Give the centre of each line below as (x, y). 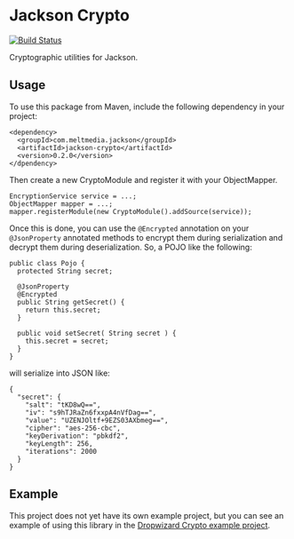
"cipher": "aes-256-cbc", (73, 428)
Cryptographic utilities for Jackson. (74, 57)
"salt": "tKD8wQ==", (63, 405)
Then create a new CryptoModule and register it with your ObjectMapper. (143, 179)
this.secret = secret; (67, 341)
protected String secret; (65, 271)
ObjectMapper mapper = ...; (61, 204)
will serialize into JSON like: (60, 373)
